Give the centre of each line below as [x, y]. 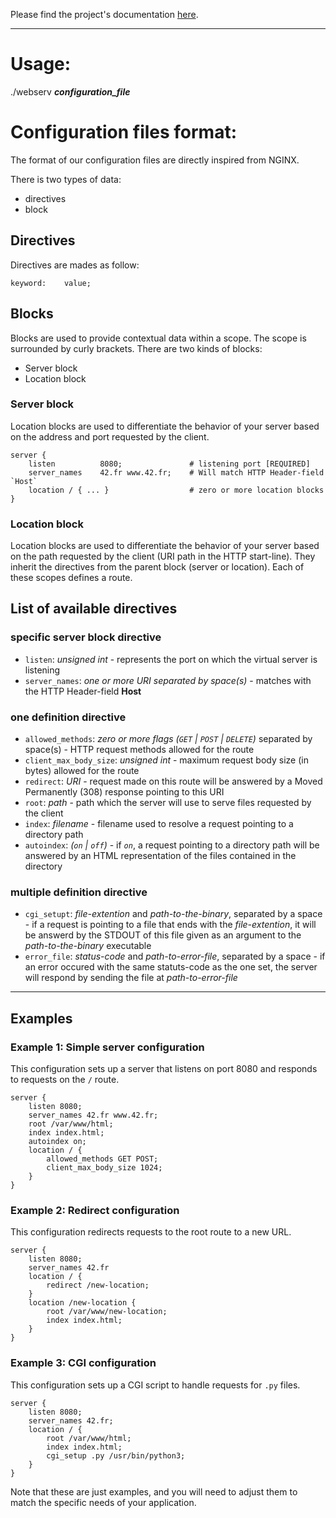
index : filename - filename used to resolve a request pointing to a [159, 824]
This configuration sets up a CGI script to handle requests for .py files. [155, 1385]
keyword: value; [51, 283]
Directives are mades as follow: [75, 265]
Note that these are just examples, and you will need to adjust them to [154, 1491]
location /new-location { [82, 1303]
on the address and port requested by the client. [110, 436]
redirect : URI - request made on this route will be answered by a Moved [173, 781]
